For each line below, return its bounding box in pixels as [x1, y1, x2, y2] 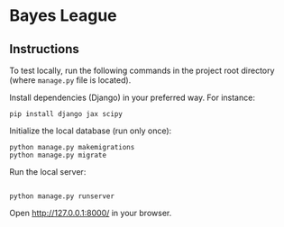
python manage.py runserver [9, 192, 115, 201]
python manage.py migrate [9, 150, 106, 159]
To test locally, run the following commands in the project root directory [9, 65, 275, 76]
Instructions [9, 41, 79, 57]
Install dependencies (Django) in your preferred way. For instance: [9, 92, 255, 103]
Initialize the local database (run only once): [9, 125, 172, 136]
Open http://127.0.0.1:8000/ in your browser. [9, 208, 172, 218]
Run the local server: [9, 167, 87, 177]
